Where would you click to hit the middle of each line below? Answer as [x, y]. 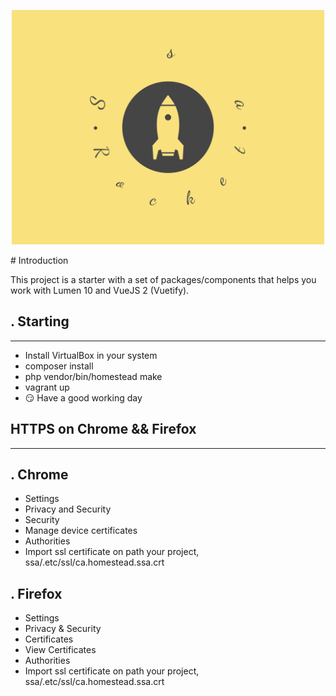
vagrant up [47, 387]
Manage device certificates [81, 531]
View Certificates [60, 650]
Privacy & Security [63, 629]
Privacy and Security [68, 509]
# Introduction [39, 260]
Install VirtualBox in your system [91, 355]
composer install [59, 366]
